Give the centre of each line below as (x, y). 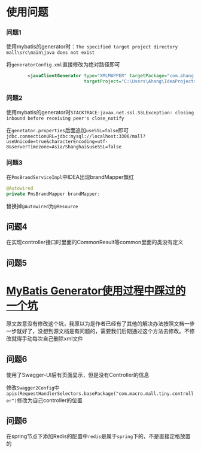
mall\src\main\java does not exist (51, 53)
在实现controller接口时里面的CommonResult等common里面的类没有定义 (95, 242)
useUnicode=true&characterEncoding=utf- (57, 141)
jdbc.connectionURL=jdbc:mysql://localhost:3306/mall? (76, 136)
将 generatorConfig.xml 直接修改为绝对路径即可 (63, 65)
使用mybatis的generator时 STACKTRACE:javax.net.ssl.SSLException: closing (100, 112)
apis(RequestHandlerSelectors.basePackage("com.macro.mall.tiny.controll (100, 393)
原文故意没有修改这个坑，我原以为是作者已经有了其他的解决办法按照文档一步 (100, 323)
